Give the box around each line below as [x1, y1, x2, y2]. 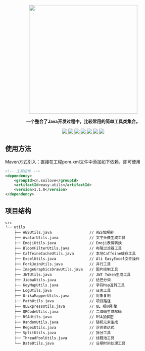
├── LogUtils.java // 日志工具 [14, 288, 111, 293]
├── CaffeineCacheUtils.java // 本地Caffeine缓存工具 [14, 251, 136, 256]
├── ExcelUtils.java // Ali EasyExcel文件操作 [14, 256, 140, 261]
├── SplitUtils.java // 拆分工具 [14, 330, 111, 335]
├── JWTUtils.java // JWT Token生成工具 [14, 272, 131, 277]
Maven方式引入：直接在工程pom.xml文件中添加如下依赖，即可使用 [5, 159, 141, 165]
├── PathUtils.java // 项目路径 [14, 298, 111, 303]
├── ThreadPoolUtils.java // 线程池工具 [14, 336, 115, 341]
